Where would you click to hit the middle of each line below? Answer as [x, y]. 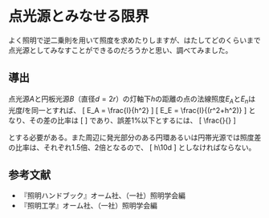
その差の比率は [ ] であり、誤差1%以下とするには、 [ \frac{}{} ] [133, 120]
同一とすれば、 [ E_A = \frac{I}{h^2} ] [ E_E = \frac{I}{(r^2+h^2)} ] [139, 110]
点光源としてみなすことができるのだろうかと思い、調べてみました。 [120, 50]
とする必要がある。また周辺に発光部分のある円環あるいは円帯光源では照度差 [135, 137]
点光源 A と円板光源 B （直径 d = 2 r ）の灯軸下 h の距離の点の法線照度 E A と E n [128, 99]
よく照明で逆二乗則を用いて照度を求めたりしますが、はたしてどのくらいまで [134, 40]
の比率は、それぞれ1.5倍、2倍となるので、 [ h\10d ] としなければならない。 [132, 147]
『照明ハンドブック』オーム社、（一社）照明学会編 [103, 196]
